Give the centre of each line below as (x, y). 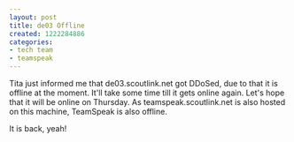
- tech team (31, 50)
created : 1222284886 (47, 34)
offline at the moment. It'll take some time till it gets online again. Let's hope (147, 93)
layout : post (33, 17)
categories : (31, 42)
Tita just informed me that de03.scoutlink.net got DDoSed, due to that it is (144, 83)
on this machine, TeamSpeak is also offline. (89, 112)
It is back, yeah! (38, 128)
